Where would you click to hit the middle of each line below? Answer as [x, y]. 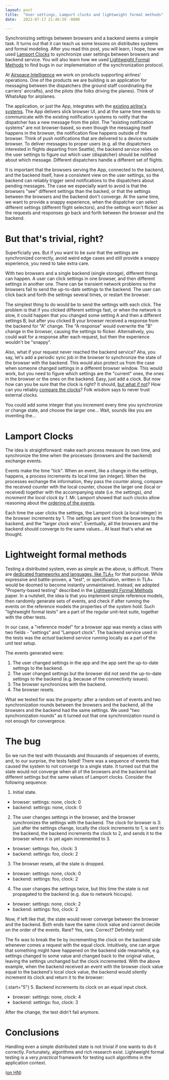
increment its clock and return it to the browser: [55, 977]
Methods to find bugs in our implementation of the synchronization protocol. [84, 65]
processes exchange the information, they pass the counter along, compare [84, 482]
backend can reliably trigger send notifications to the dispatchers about [80, 181]
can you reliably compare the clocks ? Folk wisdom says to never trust [78, 390]
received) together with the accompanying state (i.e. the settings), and [79, 492]
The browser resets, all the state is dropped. [59, 864]
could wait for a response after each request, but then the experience [77, 337]
